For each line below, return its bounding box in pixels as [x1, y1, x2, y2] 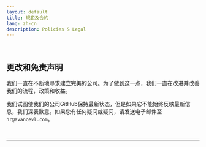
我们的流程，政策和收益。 [6, 87, 71, 95]
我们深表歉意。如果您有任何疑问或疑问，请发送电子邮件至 [17, 108, 162, 115]
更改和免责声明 [6, 62, 63, 72]
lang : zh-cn [6, 20, 37, 26]
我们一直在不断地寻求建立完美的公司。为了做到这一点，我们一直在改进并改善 [6, 80, 200, 87]
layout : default [6, 9, 48, 15]
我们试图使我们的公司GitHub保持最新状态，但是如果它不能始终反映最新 [6, 100, 185, 108]
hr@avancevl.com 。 [6, 116, 53, 123]
